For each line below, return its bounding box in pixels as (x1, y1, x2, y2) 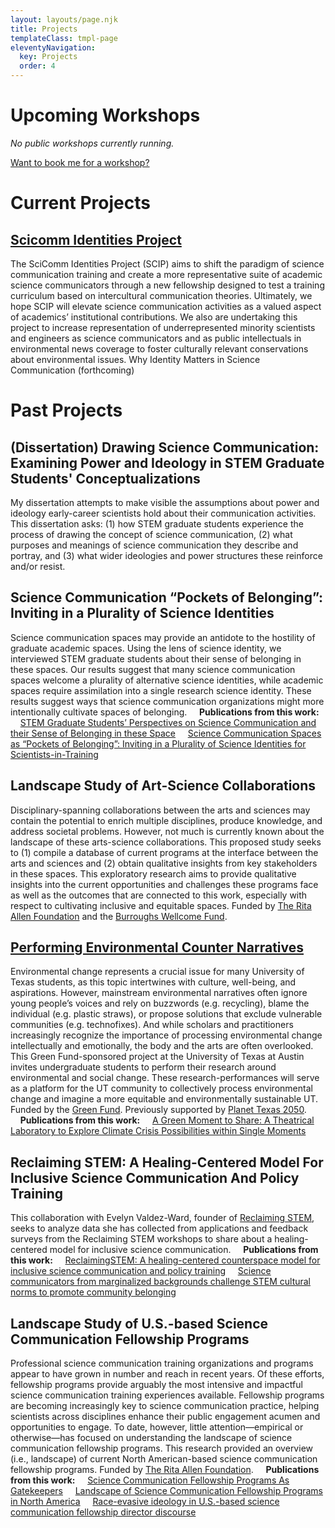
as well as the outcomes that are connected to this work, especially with (10, 889, 308, 901)
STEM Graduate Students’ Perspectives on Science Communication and (19, 716, 317, 728)
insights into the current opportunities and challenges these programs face (10, 878, 319, 890)
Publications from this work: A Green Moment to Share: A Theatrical (19, 1114, 315, 1126)
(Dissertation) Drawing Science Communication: (10, 439, 320, 456)
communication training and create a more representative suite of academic (10, 268, 323, 280)
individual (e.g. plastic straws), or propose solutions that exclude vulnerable (10, 1008, 323, 1020)
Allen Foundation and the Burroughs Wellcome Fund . (10, 910, 228, 922)
